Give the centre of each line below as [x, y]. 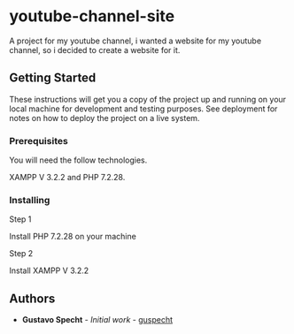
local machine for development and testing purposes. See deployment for [143, 109]
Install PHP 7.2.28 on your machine [73, 237]
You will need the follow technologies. [78, 160]
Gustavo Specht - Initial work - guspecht [97, 320]
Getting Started [53, 78]
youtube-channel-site [92, 16]
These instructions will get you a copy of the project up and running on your [147, 99]
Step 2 [21, 254]
